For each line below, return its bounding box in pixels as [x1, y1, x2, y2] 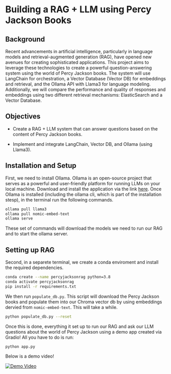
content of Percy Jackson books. [12, 131, 83, 137]
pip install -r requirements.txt [5, 284, 77, 289]
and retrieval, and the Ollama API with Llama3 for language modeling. [5, 81, 151, 87]
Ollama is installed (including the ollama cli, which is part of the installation [5, 191, 162, 197]
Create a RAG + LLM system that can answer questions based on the [12, 125, 158, 131]
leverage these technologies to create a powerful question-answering [5, 65, 152, 71]
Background [5, 35, 45, 43]
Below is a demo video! [5, 353, 55, 359]
